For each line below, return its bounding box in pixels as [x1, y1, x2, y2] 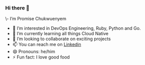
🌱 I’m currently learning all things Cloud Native [12, 31, 109, 37]
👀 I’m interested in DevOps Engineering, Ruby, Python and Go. [12, 25, 141, 31]
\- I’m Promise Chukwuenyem [5, 16, 67, 22]
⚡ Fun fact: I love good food [12, 54, 70, 60]
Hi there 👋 [5, 4, 30, 11]
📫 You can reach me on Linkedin [12, 42, 81, 48]
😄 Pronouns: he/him [12, 49, 55, 55]
